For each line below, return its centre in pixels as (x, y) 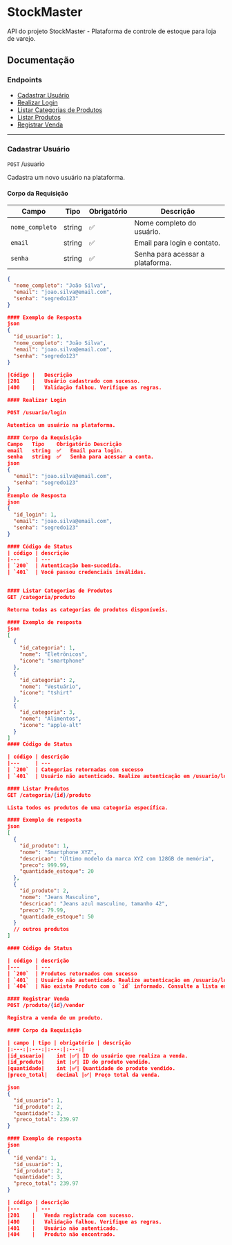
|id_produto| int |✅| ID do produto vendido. (79, 1062)
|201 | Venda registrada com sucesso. (71, 1215)
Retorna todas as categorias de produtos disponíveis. (88, 609)
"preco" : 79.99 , (43, 910)
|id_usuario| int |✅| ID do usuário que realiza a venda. (98, 1055)
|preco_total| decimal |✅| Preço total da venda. (84, 1075)
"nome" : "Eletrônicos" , (54, 654)
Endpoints (25, 80)
